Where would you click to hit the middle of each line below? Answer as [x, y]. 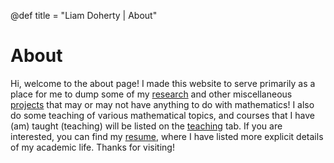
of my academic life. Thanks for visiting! [92, 147]
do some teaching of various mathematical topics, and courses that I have [162, 115]
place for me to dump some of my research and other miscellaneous [151, 94]
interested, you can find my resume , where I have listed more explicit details [167, 136]
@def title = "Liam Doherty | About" [84, 15]
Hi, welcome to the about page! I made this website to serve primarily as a [163, 83]
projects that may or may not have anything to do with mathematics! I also [162, 104]
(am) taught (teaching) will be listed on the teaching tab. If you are [146, 126]
